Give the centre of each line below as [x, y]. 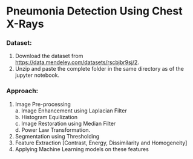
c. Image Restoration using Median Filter [65, 123]
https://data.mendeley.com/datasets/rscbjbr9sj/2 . [77, 62]
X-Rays [25, 24]
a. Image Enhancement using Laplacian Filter [71, 111]
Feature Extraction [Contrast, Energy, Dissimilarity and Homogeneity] [101, 143]
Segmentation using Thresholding [57, 136]
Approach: [22, 91]
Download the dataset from [49, 56]
